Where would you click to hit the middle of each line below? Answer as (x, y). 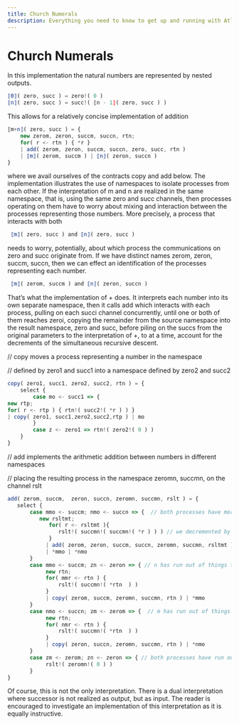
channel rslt (25, 486)
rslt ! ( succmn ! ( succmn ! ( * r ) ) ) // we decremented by (144, 532)
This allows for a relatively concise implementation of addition (98, 116)
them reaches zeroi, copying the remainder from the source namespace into (119, 320)
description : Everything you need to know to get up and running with (114, 21)
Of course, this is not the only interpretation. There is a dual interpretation (115, 691)
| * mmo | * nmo (66, 552)
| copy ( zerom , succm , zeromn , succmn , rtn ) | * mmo (125, 598)
